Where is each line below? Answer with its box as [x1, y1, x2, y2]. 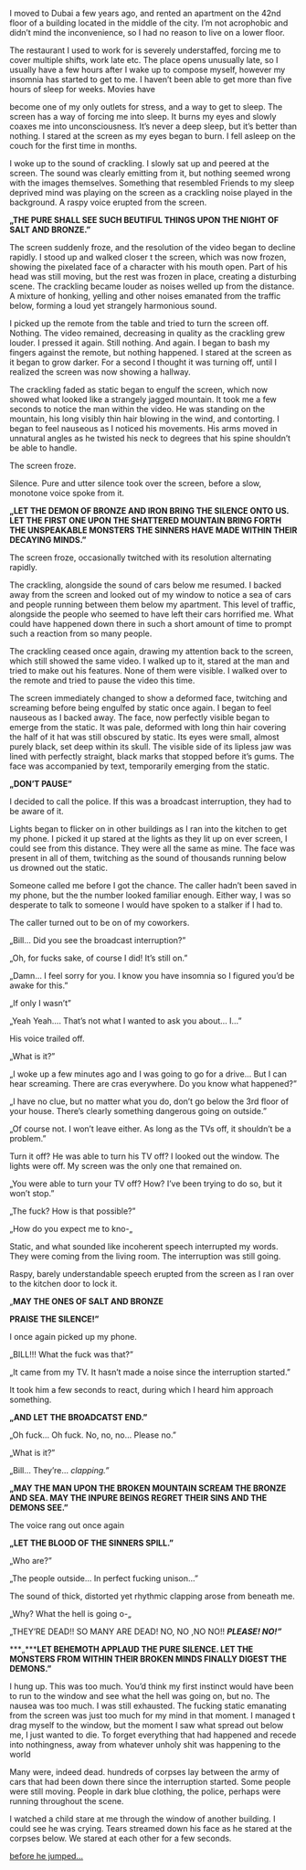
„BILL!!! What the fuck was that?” [9, 1349, 134, 1360]
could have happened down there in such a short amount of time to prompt [9, 619, 292, 629]
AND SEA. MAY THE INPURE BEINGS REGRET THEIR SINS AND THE [9, 1493, 268, 1503]
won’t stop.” [9, 1188, 55, 1198]
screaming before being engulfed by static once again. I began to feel [9, 703, 272, 713]
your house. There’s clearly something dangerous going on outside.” [9, 1106, 268, 1116]
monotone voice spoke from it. [9, 488, 125, 498]
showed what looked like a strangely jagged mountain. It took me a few [9, 394, 277, 405]
